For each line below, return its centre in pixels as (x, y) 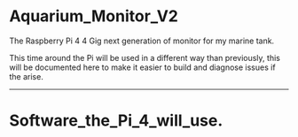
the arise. (27, 76)
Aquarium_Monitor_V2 (94, 16)
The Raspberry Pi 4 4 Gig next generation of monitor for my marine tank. (142, 41)
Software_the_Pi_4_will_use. (116, 121)
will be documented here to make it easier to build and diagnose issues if (143, 67)
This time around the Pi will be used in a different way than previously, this (145, 57)
